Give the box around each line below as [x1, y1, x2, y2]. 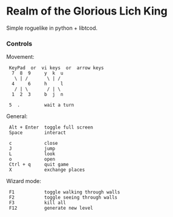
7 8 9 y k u [11, 70, 64, 76]
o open [8, 156, 56, 162]
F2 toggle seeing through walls [8, 195, 118, 201]
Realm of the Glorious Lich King [6, 4, 168, 18]
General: [6, 113, 28, 120]
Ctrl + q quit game [8, 162, 69, 168]
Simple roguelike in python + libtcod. [6, 24, 98, 32]
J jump [8, 145, 56, 152]
